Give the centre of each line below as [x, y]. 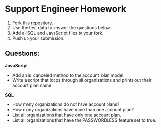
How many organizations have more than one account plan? [73, 109]
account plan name [32, 85]
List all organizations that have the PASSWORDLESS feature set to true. [84, 120]
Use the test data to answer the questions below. [62, 27]
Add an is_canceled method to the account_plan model [68, 75]
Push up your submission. [38, 38]
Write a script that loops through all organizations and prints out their [82, 80]
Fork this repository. [32, 23]
